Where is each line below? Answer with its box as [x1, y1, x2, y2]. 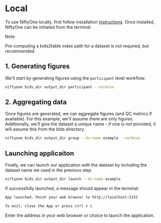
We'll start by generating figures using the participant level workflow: [5, 75, 146, 81]
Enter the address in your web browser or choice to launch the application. [5, 212, 155, 218]
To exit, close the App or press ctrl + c [5, 204, 92, 208]
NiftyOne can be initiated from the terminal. [5, 24, 92, 30]
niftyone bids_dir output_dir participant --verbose [5, 85, 114, 89]
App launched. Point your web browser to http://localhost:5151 [5, 195, 138, 200]
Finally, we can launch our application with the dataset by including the [5, 162, 147, 168]
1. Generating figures [5, 62, 70, 70]
